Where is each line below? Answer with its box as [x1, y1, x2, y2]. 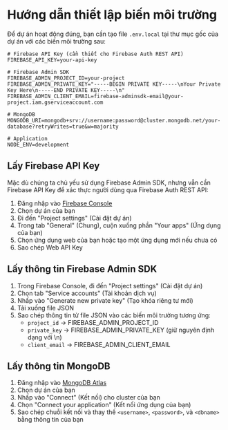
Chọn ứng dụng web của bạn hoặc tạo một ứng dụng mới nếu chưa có [17, 236, 218, 244]
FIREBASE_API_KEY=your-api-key [7, 56, 97, 64]
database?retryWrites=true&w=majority [7, 123, 119, 130]
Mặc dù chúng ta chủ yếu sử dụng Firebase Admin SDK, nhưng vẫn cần [7, 178, 211, 187]
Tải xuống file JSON [17, 303, 75, 312]
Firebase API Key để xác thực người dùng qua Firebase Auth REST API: [7, 185, 209, 194]
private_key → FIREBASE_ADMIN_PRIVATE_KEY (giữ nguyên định [27, 326, 215, 334]
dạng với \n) [27, 333, 62, 342]
